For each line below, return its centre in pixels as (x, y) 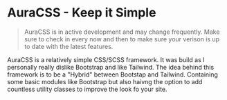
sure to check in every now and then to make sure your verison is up (122, 39)
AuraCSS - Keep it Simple (82, 13)
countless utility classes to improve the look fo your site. (87, 89)
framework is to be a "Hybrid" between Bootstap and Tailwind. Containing (112, 74)
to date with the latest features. (69, 46)
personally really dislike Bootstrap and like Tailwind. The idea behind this (111, 67)
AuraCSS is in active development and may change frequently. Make (122, 32)
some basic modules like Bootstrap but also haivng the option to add (105, 81)
